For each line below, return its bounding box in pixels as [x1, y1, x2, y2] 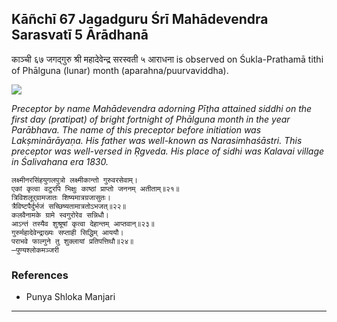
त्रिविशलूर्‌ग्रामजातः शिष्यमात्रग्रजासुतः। [11, 192, 111, 202]
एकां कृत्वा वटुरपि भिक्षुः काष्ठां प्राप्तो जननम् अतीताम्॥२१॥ [11, 183, 180, 194]
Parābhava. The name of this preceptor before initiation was [11, 123, 262, 136]
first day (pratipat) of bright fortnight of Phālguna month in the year [11, 113, 291, 125]
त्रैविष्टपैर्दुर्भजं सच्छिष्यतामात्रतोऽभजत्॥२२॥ [11, 201, 127, 211]
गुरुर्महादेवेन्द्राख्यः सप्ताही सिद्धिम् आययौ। [11, 227, 124, 237]
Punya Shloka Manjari [25, 291, 116, 303]
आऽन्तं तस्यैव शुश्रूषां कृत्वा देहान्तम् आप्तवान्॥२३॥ [11, 218, 155, 229]
